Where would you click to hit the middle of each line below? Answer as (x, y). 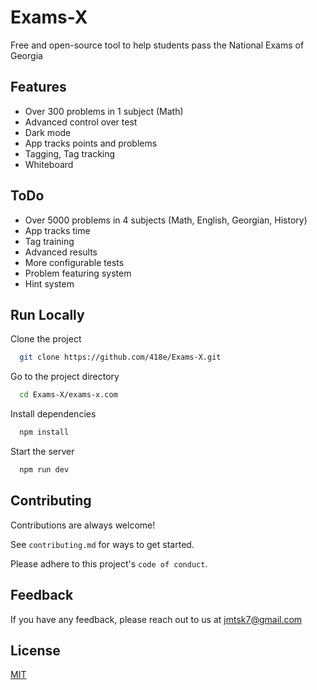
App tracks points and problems (91, 143)
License (35, 650)
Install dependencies (53, 414)
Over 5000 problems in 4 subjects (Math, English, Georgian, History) (166, 220)
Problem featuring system (78, 273)
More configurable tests (74, 262)
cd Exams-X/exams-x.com (68, 395)
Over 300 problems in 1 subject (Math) (104, 111)
